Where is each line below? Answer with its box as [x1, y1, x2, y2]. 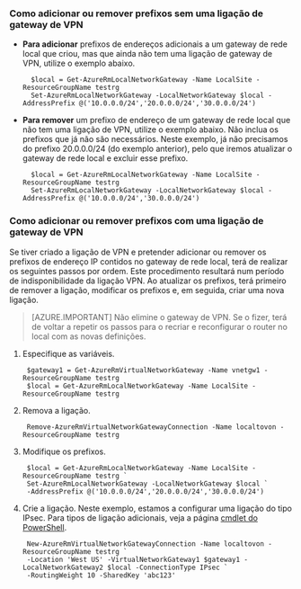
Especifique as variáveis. [22, 348, 115, 359]
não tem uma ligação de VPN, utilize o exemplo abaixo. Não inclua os [22, 124, 279, 135]
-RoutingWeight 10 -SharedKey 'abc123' [26, 570, 176, 580]
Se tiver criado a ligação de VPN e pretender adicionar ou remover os [9, 246, 267, 257]
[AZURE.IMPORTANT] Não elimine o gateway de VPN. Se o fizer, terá [31, 311, 288, 322]
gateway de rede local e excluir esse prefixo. [22, 153, 189, 164]
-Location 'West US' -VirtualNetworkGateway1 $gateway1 [26, 555, 241, 564]
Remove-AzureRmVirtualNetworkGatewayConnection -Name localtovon [26, 422, 277, 432]
